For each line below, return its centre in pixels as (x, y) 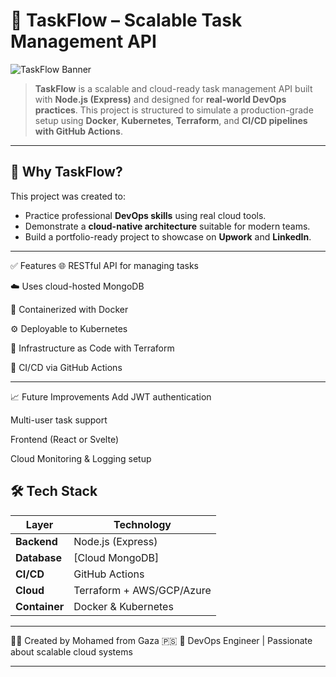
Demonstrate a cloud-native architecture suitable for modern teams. (167, 226)
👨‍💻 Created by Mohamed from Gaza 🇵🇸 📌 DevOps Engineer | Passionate (161, 640)
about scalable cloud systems (71, 651)
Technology (142, 524)
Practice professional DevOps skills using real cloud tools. (145, 215)
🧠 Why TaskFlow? (66, 172)
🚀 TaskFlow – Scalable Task (126, 20)
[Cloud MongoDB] (116, 557)
